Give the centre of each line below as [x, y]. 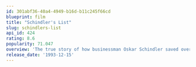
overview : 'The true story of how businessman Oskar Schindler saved [92, 50]
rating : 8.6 [20, 38]
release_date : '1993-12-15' [40, 55]
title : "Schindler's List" [39, 22]
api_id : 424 [20, 33]
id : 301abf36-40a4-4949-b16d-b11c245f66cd [58, 11]
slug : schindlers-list [34, 28]
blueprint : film [26, 17]
